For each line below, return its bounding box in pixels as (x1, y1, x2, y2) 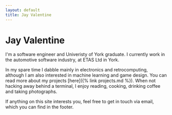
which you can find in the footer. (5, 104, 74, 110)
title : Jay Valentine (5, 12, 52, 17)
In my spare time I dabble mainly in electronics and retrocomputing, (5, 67, 148, 73)
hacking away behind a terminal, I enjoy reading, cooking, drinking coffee (5, 83, 161, 89)
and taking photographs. (5, 88, 58, 95)
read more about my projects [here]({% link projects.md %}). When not (5, 78, 156, 84)
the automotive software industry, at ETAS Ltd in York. (5, 57, 120, 63)
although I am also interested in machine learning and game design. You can (5, 72, 167, 79)
